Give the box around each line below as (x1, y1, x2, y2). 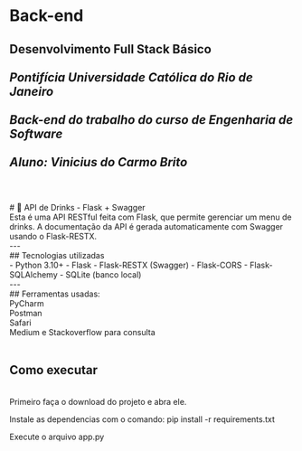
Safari (9, 317, 32, 328)
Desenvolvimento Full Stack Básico (9, 42, 212, 57)
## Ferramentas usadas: (9, 288, 101, 299)
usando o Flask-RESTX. (9, 231, 98, 241)
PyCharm (9, 298, 44, 308)
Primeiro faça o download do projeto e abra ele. (9, 396, 187, 407)
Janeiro (9, 83, 54, 99)
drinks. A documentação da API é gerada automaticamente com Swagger (9, 221, 283, 231)
